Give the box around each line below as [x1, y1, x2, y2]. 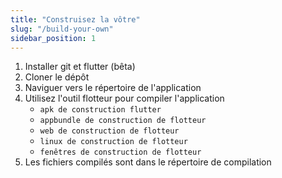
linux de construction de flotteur [39, 137, 188, 147]
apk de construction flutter [39, 105, 162, 115]
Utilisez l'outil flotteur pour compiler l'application [24, 92, 225, 105]
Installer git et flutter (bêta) [24, 61, 136, 73]
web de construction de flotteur [39, 126, 180, 136]
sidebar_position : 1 [10, 33, 97, 43]
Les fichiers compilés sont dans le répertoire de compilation [24, 156, 272, 168]
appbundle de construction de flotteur [39, 116, 207, 126]
